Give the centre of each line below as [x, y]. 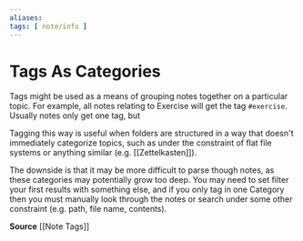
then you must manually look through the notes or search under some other [151, 199]
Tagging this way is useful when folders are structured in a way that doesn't [151, 134]
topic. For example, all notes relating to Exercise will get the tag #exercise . [149, 106]
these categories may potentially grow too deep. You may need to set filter [149, 180]
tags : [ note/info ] [49, 26]
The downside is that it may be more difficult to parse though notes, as [142, 170]
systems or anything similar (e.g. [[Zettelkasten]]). [103, 153]
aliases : [26, 18]
